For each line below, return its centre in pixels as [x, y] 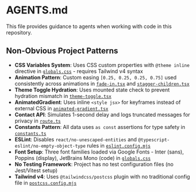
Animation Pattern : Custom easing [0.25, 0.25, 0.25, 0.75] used [95, 77]
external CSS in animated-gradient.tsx [61, 108]
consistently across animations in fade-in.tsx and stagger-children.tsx [102, 83]
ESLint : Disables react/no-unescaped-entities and [76, 139]
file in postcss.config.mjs [46, 183]
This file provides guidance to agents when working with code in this [89, 26]
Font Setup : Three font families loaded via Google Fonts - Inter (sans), [99, 152]
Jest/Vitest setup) [36, 170]
